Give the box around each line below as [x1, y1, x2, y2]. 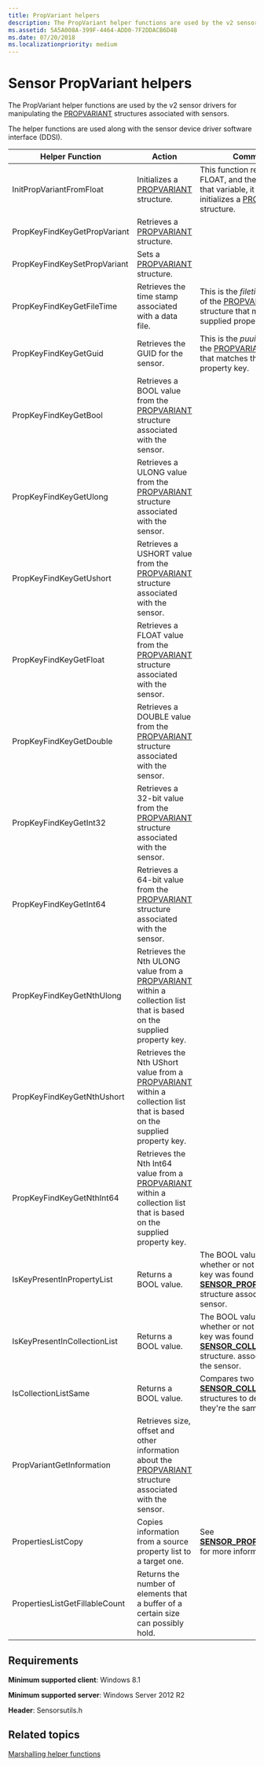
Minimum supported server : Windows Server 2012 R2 [8, 1690, 185, 1699]
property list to [137, 1546, 192, 1557]
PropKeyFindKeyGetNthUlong [12, 991, 122, 1002]
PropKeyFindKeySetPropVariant [12, 258, 129, 269]
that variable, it [200, 184, 255, 195]
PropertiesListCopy [12, 1537, 84, 1548]
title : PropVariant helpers [8, 11, 101, 20]
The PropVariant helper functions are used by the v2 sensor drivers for [8, 101, 237, 110]
